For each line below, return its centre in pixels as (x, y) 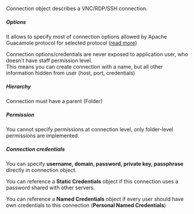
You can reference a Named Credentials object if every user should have (95, 199)
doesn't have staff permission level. (49, 60)
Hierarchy (19, 86)
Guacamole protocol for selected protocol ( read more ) (72, 43)
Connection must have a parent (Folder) (54, 101)
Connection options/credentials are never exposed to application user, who (97, 54)
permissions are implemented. (43, 135)
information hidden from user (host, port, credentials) (71, 73)
